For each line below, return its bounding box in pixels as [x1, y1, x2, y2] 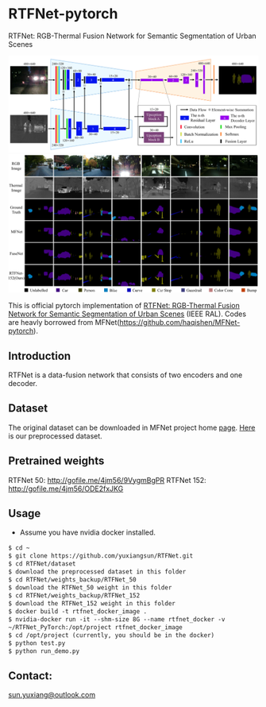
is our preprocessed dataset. [8, 431, 103, 441]
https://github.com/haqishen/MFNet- [119, 318, 241, 327]
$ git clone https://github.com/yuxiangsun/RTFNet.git [8, 552, 194, 560]
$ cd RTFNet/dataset [8, 560, 77, 568]
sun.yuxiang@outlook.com [8, 690, 96, 700]
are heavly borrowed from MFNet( [8, 318, 121, 327]
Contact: [8, 669, 53, 682]
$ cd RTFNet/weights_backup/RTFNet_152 [8, 592, 141, 600]
